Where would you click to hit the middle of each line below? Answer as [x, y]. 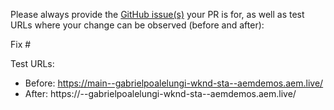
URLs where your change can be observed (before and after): [137, 25]
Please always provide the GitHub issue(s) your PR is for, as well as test [157, 14]
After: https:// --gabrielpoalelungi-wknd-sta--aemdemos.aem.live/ [160, 93]
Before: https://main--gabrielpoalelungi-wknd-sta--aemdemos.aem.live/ [174, 83]
